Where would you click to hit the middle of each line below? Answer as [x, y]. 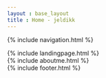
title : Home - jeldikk [41, 20]
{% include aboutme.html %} [48, 60]
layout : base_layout [38, 13]
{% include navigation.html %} [51, 39]
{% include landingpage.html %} [53, 53]
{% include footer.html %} [44, 68]
